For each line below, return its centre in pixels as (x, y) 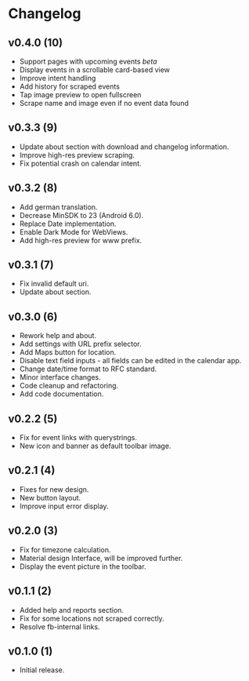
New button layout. (50, 497)
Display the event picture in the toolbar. (83, 566)
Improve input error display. (64, 506)
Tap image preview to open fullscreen (80, 95)
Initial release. (42, 670)
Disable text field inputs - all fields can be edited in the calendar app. (130, 361)
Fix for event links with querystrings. (78, 438)
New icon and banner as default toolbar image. (95, 446)
